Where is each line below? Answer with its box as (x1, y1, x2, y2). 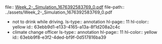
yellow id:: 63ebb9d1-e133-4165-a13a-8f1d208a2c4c (12, 24, 121, 30)
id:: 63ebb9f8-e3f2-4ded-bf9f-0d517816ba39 (12, 34, 106, 40)
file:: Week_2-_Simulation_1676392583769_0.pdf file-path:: (5, 4, 124, 10)
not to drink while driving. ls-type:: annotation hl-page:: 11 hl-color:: (12, 19, 150, 24)
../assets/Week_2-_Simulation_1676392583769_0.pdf (5, 9, 113, 15)
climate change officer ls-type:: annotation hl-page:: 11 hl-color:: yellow (12, 29, 158, 35)
